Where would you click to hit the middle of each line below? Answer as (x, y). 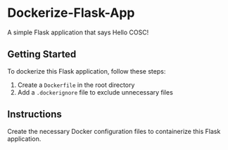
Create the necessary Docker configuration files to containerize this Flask (114, 131)
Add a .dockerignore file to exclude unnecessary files (95, 92)
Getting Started (42, 54)
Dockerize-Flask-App (71, 13)
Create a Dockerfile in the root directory (76, 85)
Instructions (34, 115)
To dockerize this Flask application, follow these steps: (87, 71)
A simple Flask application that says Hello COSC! (78, 32)
